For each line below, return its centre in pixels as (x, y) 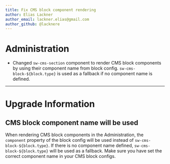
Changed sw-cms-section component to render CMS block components (87, 63)
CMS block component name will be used (72, 122)
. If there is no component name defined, (91, 146)
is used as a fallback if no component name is (105, 74)
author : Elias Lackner (29, 15)
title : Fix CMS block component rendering (51, 10)
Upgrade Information (50, 104)
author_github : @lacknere (32, 24)
